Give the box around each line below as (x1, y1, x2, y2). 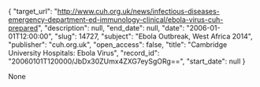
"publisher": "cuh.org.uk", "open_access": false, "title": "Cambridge (8, 40, 228, 49)
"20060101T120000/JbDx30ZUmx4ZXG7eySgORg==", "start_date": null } (8, 56, 246, 66)
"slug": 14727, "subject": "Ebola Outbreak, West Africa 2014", (54, 31, 254, 41)
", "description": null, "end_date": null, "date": (38, 24, 185, 32)
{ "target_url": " (8, 7, 58, 16)
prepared (8, 24, 39, 32)
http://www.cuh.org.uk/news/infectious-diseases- (57, 7, 221, 16)
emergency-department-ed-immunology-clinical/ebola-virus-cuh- (8, 15, 224, 24)
